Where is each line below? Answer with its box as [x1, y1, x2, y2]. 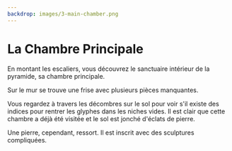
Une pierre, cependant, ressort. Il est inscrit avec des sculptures [7, 128, 195, 137]
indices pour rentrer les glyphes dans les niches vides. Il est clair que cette [7, 107, 226, 116]
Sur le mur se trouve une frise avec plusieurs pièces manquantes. [7, 86, 199, 94]
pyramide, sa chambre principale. [7, 72, 105, 80]
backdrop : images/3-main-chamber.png [7, 10, 119, 18]
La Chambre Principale [7, 40, 144, 57]
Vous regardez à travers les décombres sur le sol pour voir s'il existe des [7, 99, 219, 108]
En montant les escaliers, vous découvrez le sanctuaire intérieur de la [7, 65, 210, 73]
